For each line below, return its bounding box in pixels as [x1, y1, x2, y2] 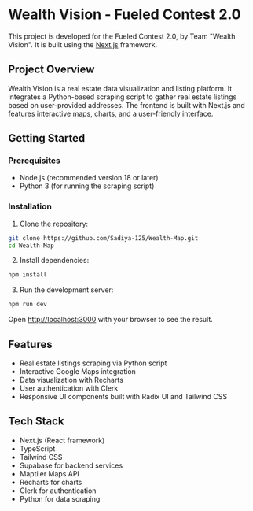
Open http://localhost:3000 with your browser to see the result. [8, 315, 214, 324]
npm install [8, 271, 47, 279]
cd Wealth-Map [8, 242, 55, 250]
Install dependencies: [19, 256, 90, 265]
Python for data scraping [19, 494, 101, 503]
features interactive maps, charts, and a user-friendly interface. [8, 109, 214, 118]
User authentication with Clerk [19, 383, 119, 393]
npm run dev [8, 301, 47, 309]
